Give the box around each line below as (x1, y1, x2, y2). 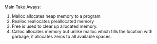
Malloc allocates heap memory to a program (11, 13, 101, 19)
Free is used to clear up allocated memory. (11, 23, 98, 29)
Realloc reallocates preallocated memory (11, 19, 94, 24)
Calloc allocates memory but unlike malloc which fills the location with (11, 29, 153, 34)
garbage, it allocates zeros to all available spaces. (11, 33, 112, 39)
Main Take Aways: (4, 4, 41, 10)
